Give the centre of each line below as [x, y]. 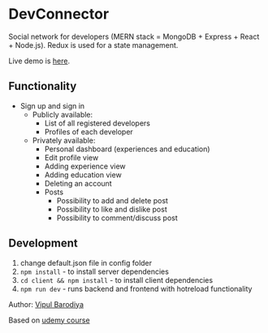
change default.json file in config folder [86, 263]
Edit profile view [71, 157]
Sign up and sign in [52, 105]
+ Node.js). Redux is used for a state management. [93, 45]
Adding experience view [85, 166]
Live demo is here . [39, 61]
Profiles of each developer [89, 131]
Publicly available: [63, 114]
